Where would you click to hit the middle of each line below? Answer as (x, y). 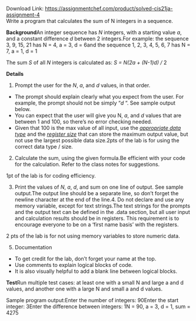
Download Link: (25, 9)
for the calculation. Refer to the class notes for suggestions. (87, 164)
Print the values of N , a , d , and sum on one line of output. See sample (99, 187)
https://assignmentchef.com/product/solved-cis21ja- (109, 9)
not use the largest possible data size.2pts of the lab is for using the (97, 140)
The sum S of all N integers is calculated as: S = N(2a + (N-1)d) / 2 (87, 62)
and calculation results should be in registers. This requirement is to (97, 218)
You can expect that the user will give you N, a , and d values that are (98, 115)
